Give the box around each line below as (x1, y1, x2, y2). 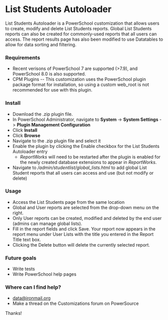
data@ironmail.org (12, 295, 51, 301)
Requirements (5, 54, 41, 61)
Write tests (12, 266, 35, 272)
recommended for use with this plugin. (12, 87, 93, 93)
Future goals (5, 254, 37, 261)
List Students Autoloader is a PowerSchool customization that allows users (5, 20, 159, 26)
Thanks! (5, 310, 22, 316)
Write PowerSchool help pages (12, 271, 77, 277)
